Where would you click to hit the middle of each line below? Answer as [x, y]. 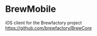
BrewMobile [31, 9]
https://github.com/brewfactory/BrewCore [48, 28]
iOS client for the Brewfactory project [43, 23]
